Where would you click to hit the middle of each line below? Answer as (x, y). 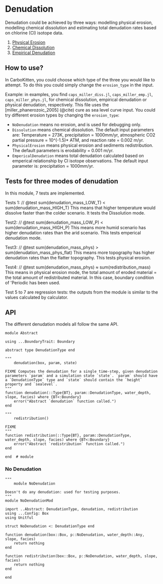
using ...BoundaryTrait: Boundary (40, 342)
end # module (19, 457)
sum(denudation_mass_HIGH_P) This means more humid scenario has (75, 227)
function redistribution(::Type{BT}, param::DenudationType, (68, 436)
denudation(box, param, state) (45, 363)
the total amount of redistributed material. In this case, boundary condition (80, 277)
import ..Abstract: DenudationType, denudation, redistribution (72, 509)
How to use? (24, 68)
